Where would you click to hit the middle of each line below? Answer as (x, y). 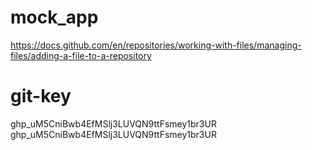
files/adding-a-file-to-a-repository (81, 55)
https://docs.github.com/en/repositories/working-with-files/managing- (156, 45)
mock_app (54, 17)
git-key (41, 96)
